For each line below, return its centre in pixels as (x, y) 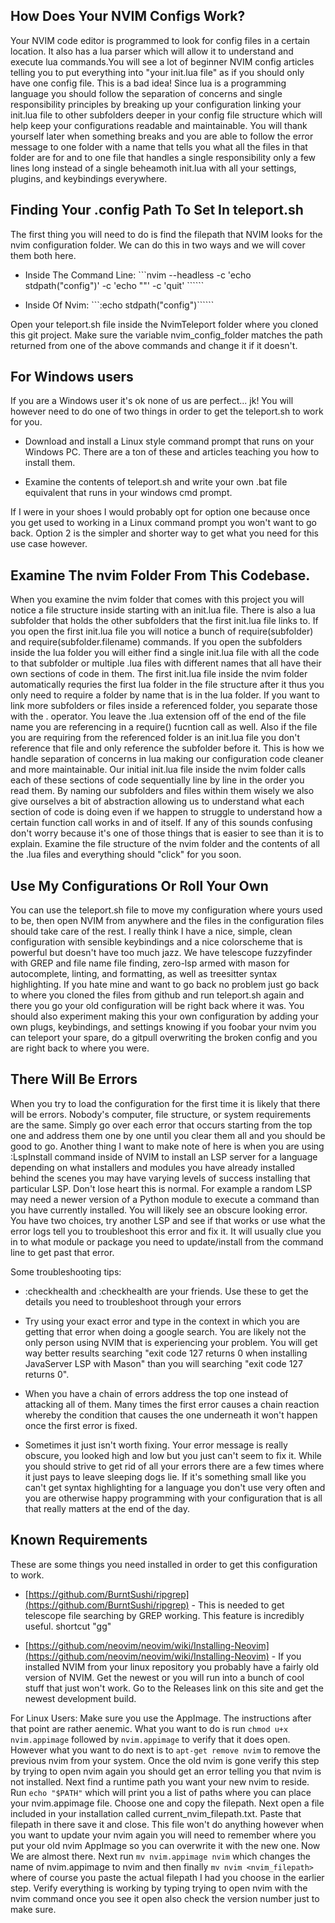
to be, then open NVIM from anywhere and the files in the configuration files (167, 921)
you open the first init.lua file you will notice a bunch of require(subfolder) (162, 631)
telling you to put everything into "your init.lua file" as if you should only (157, 72)
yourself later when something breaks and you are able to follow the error (162, 136)
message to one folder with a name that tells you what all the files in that (159, 146)
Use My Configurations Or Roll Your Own (139, 885)
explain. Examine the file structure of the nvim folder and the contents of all (165, 844)
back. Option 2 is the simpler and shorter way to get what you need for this (165, 533)
